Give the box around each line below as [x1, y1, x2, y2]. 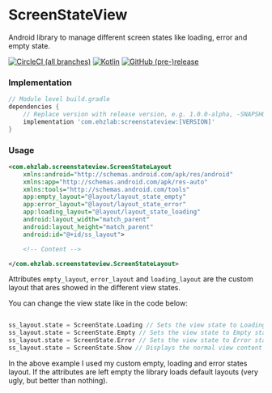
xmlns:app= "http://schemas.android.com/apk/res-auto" [23, 178, 208, 186]
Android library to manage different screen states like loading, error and [8, 32, 248, 42]
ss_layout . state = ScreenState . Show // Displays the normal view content [8, 344, 263, 353]
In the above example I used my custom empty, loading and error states [8, 358, 248, 368]
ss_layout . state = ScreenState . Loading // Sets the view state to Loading [8, 321, 266, 329]
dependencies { [8, 103, 60, 111]
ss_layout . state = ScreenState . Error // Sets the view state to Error [8, 336, 252, 344]
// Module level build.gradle [8, 95, 111, 104]
